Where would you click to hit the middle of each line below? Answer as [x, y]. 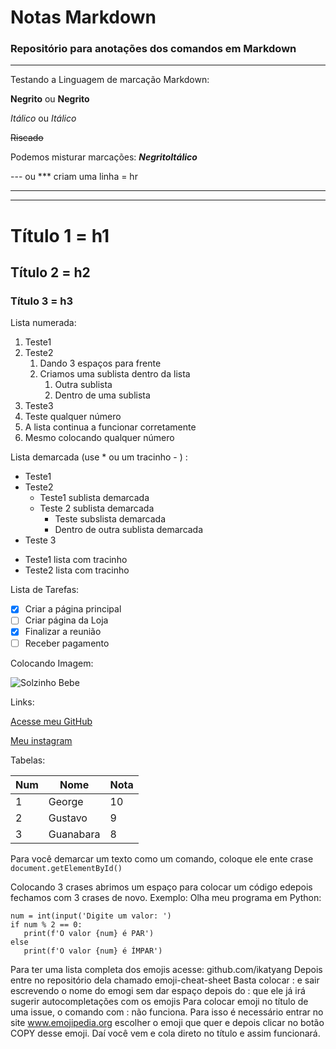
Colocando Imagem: [52, 663]
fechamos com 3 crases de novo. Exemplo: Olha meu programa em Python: [166, 897]
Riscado [27, 138]
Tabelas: [28, 760]
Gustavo [68, 818]
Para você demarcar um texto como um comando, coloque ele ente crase [162, 858]
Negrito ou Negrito [50, 99]
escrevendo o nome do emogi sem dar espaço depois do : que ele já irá [158, 990]
